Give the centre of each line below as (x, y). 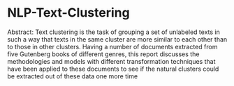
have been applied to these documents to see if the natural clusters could (113, 69)
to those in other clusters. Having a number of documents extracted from (112, 46)
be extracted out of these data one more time (73, 76)
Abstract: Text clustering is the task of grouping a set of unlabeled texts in (114, 32)
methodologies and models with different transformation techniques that (111, 61)
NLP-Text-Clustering (69, 13)
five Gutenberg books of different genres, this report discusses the (103, 54)
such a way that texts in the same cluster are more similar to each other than (117, 39)
